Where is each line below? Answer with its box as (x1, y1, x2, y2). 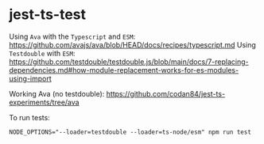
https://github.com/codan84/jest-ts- (106, 89, 226, 98)
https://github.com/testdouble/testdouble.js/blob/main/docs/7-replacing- (9, 57, 249, 66)
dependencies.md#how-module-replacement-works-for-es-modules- (9, 65, 239, 74)
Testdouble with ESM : (9, 48, 76, 58)
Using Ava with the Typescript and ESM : (9, 32, 136, 41)
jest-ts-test (9, 6, 87, 24)
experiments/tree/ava (9, 97, 80, 107)
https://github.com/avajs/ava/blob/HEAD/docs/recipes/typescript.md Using (9, 40, 257, 49)
